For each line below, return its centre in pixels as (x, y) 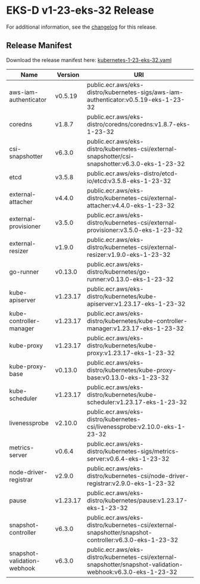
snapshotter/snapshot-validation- (135, 564)
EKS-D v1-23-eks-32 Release (80, 10)
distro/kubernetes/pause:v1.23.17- (137, 500)
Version (68, 74)
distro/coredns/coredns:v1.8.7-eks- (139, 124)
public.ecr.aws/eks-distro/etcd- (133, 173)
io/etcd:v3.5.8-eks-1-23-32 (129, 181)
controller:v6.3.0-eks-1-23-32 (133, 540)
